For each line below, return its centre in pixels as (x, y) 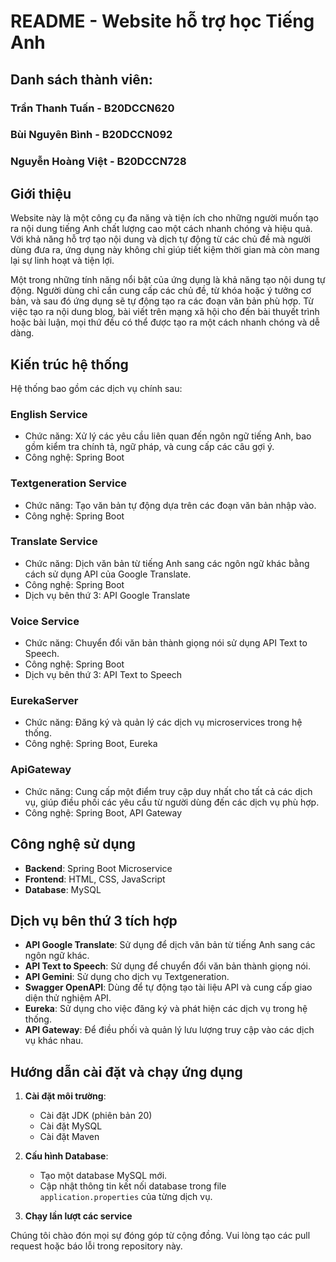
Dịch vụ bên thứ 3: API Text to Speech (103, 675)
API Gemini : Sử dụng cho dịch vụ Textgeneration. (127, 977)
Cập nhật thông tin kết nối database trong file (133, 1186)
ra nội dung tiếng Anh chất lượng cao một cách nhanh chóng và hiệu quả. (161, 229)
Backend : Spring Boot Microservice (98, 868)
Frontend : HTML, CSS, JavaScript (95, 879)
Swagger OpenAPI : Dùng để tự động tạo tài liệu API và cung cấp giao (168, 987)
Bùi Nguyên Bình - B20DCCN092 (91, 135)
